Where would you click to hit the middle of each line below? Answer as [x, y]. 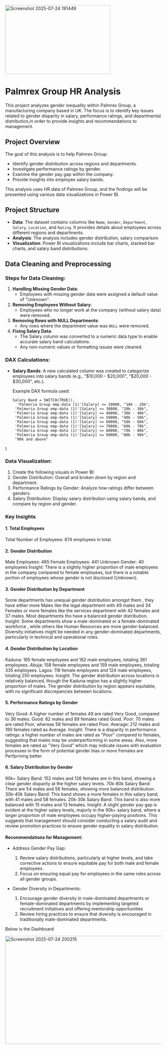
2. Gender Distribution [29, 551]
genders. [22, 493]
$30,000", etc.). [29, 381]
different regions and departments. [48, 233]
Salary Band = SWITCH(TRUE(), [44, 400]
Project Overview [33, 142]
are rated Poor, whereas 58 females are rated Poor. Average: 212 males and [83, 724]
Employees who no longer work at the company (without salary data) [90, 310]
